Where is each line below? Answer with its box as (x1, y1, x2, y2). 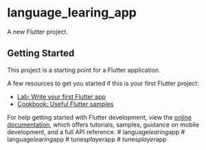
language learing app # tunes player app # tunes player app (7, 135, 167, 143)
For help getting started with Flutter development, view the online (7, 113, 192, 121)
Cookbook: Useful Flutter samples (16, 100, 114, 108)
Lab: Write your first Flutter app (16, 92, 106, 100)
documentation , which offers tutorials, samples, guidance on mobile (7, 120, 199, 129)
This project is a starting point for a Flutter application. (7, 65, 161, 74)
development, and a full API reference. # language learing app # (7, 127, 185, 136)
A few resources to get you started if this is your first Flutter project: (7, 79, 199, 87)
